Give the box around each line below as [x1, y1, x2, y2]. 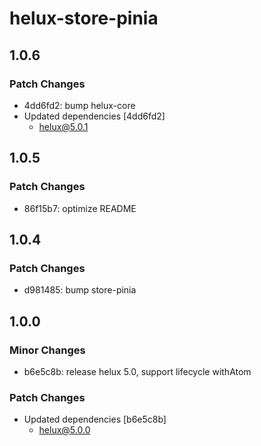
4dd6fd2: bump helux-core [23, 99, 136, 111]
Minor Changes [9, 343, 86, 357]
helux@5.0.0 [38, 424, 91, 436]
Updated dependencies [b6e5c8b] [23, 413, 167, 426]
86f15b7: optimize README [23, 202, 137, 214]
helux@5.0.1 [38, 120, 89, 132]
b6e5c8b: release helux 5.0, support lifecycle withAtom [23, 365, 252, 377]
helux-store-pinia [9, 7, 159, 30]
